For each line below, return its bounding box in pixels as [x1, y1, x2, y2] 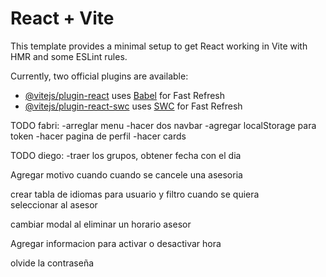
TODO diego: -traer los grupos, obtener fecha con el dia [10, 149, 242, 161]
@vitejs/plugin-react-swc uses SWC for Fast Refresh [24, 100, 243, 112]
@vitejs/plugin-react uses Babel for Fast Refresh [24, 89, 226, 101]
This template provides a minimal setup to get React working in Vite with [10, 40, 308, 52]
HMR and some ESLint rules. [10, 50, 128, 62]
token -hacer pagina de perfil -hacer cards [10, 130, 187, 142]
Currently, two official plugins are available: [10, 70, 189, 82]
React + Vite [10, 7, 115, 30]
